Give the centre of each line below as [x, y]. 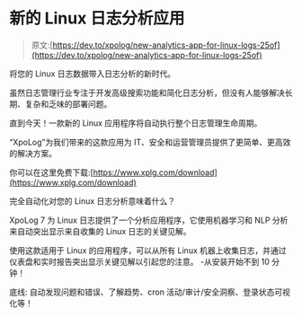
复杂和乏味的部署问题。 [68, 103]
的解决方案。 [33, 153]
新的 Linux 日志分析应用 [97, 18]
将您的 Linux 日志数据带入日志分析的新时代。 [93, 74]
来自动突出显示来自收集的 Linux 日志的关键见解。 [100, 231]
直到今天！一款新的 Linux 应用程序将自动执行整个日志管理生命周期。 [136, 123]
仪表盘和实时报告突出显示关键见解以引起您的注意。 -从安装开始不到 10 [139, 261]
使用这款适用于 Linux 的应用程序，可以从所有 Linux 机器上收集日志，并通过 [148, 250]
